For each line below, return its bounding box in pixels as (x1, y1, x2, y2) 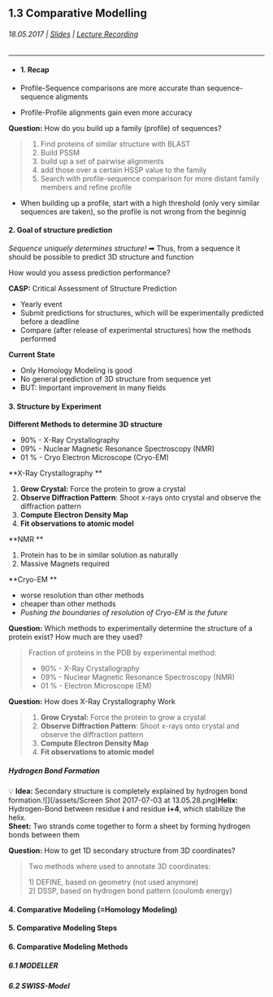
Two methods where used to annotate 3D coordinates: (28, 862, 211, 872)
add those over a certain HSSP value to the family (40, 164, 207, 174)
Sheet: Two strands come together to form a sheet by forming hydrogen (8, 821, 250, 831)
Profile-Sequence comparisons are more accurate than (19, 83, 206, 93)
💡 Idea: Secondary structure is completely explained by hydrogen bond (8, 786, 248, 796)
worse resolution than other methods (19, 590, 145, 601)
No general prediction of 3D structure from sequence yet (19, 374, 211, 383)
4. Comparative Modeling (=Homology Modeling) (8, 904, 178, 914)
